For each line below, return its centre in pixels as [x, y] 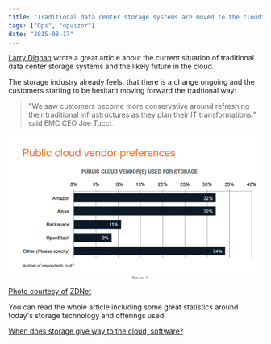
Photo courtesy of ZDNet [50, 292]
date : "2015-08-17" [41, 34]
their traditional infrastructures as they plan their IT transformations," [142, 115]
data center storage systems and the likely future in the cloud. [111, 66]
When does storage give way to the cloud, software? [96, 331]
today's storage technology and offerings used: [88, 316]
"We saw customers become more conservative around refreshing [139, 106]
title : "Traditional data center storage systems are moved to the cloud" [137, 17]
